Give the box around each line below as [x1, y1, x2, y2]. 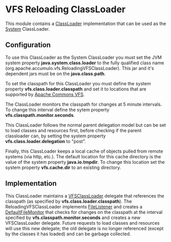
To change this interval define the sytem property [5, 106, 110, 113]
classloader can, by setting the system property [5, 133, 106, 139]
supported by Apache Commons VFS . [5, 91, 85, 98]
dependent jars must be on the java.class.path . [5, 70, 106, 77]
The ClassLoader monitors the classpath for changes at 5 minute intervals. [5, 101, 162, 107]
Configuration [5, 41, 51, 50]
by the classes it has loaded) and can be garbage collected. [5, 231, 131, 237]
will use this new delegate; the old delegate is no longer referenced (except [5, 225, 164, 231]
